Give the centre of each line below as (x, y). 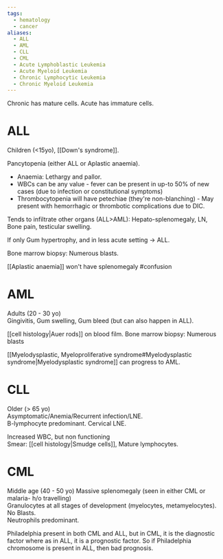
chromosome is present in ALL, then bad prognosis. (80, 548)
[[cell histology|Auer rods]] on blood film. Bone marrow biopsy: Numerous (112, 334)
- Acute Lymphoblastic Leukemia (60, 65)
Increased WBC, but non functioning (59, 437)
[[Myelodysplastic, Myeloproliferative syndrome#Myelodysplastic (99, 355)
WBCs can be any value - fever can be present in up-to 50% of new (113, 184)
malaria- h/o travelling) (39, 498)
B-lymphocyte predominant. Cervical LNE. (67, 424)
